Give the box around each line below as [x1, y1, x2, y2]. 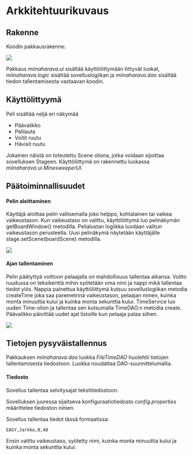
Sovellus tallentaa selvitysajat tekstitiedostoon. [6, 386, 119, 393]
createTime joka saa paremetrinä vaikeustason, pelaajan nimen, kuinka [6, 291, 177, 298]
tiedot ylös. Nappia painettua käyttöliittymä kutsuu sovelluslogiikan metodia [6, 286, 188, 293]
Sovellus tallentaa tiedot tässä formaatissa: [6, 415, 109, 423]
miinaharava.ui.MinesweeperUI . [6, 164, 83, 171]
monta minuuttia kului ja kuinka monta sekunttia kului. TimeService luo [6, 298, 175, 305]
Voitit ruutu [14, 134, 42, 141]
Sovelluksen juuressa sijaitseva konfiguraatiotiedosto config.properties [6, 398, 177, 405]
